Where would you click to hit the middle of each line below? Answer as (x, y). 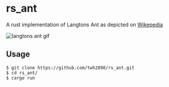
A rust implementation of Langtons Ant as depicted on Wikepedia (84, 25)
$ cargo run (20, 78)
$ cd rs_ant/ (22, 73)
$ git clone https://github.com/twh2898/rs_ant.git (70, 68)
